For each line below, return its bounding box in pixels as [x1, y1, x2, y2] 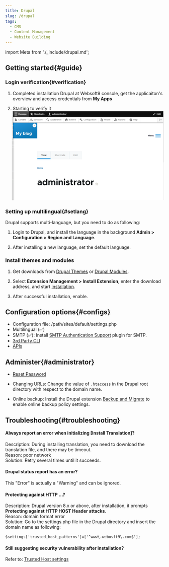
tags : [5, 19, 17, 24]
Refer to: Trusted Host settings [5, 556, 69, 562]
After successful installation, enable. [12, 293, 88, 299]
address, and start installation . [12, 283, 75, 290]
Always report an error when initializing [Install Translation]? [5, 430, 135, 436]
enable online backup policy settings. [12, 401, 90, 407]
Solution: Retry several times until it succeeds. [5, 457, 101, 463]
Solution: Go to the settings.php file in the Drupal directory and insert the [5, 519, 156, 525]
